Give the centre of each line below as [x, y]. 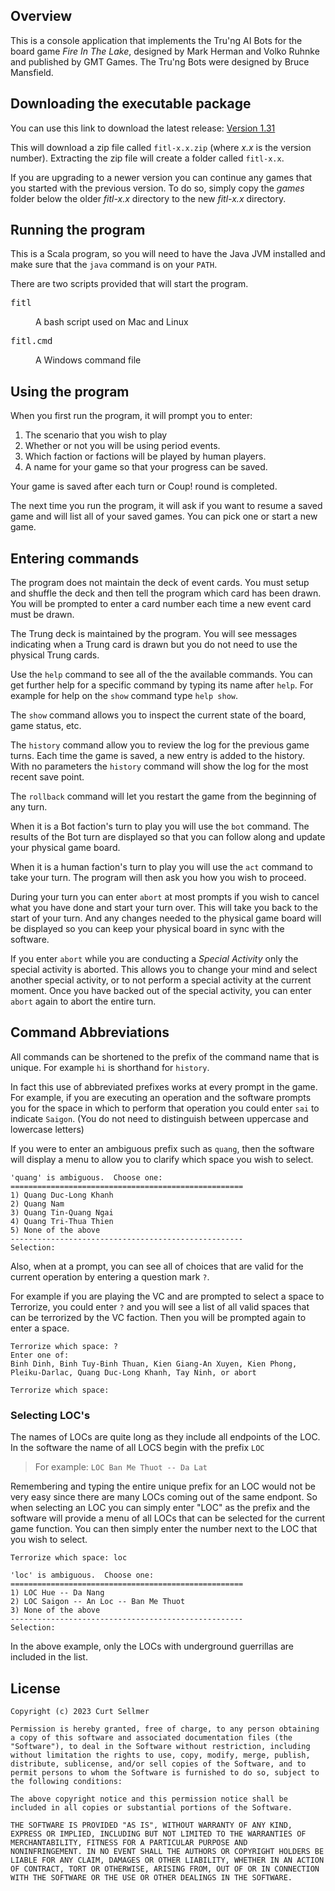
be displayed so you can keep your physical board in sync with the [147, 929]
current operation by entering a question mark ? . [110, 1276]
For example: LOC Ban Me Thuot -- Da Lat [121, 1467]
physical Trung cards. [55, 655]
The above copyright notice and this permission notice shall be [149, 1799]
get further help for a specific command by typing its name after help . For [162, 685]
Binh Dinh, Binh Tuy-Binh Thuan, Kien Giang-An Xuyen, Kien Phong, [154, 1364]
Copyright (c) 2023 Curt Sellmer [80, 1711]
